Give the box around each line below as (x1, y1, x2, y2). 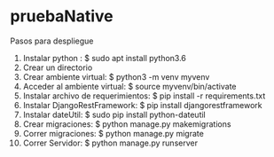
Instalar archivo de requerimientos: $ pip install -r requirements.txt (22, 90, 266, 101)
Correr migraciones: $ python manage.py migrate (22, 128, 205, 138)
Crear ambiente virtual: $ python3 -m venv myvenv (22, 71, 210, 82)
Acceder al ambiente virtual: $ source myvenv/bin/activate (22, 81, 238, 91)
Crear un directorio (22, 62, 93, 73)
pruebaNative (10, 6, 114, 27)
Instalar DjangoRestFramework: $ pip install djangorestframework (22, 99, 262, 110)
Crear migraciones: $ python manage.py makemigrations (22, 118, 231, 130)
